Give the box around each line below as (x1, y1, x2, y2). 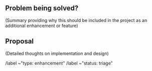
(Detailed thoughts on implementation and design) (5, 50, 109, 56)
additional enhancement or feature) (5, 22, 78, 28)
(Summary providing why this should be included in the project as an (5, 17, 147, 23)
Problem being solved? (5, 4, 79, 12)
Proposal (5, 37, 34, 45)
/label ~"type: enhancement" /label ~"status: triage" (5, 60, 113, 66)
